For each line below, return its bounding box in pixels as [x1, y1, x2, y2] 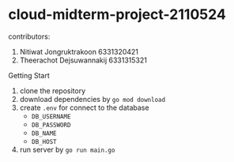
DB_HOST [31, 138, 57, 145]
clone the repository [19, 85, 86, 96]
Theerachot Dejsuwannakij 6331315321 [19, 55, 148, 65]
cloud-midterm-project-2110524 [8, 6, 227, 24]
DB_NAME [31, 129, 57, 138]
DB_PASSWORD [31, 121, 71, 129]
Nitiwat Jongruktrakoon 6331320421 [19, 47, 139, 56]
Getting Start [8, 70, 50, 80]
